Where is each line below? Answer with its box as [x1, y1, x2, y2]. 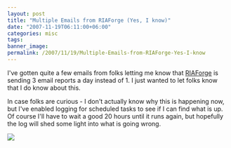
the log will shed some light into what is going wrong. [7, 119, 161, 128]
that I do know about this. [7, 83, 81, 92]
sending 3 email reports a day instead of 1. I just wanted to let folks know [7, 76, 218, 84]
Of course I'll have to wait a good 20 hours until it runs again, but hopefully [7, 112, 223, 120]
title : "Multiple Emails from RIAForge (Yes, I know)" [7, 17, 171, 24]
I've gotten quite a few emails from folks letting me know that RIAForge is [7, 68, 219, 77]
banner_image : [7, 43, 49, 50]
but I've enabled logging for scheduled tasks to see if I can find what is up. [7, 105, 223, 113]
